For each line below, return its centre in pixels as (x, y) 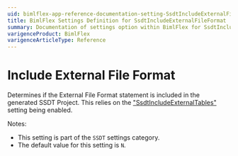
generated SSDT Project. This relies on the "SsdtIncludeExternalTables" (112, 103)
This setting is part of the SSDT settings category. (89, 138)
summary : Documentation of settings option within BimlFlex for (104, 27)
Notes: (17, 124)
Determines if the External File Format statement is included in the (104, 95)
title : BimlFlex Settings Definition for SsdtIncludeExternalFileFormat (117, 21)
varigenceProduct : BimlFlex (49, 34)
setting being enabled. (40, 110)
